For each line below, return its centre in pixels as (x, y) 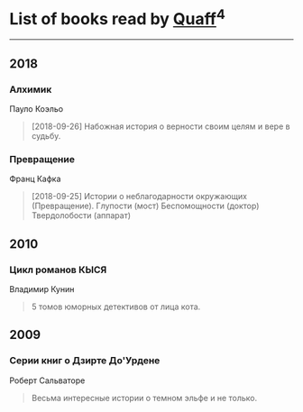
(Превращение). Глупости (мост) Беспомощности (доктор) (145, 206)
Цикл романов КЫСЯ (58, 270)
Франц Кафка (35, 179)
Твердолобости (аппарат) (81, 215)
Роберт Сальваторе (47, 380)
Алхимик (31, 89)
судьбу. (46, 135)
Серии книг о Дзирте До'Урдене (85, 361)
